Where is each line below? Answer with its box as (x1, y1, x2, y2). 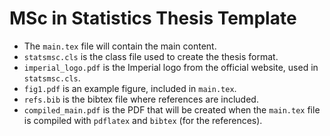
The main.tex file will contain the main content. (23, 40, 217, 52)
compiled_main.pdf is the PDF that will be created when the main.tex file (23, 103, 321, 116)
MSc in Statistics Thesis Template (9, 7, 297, 30)
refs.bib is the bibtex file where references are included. (23, 93, 259, 105)
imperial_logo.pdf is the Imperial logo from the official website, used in (23, 61, 319, 73)
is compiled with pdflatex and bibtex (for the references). (23, 114, 263, 126)
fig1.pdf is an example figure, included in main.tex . (23, 82, 237, 94)
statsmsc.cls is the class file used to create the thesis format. (23, 50, 279, 62)
